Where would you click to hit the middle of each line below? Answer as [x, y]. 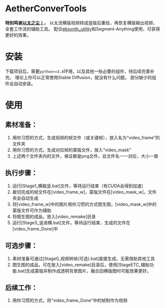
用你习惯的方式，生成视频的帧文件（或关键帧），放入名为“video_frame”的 [86, 138]
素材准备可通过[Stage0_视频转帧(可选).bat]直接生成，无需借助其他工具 [83, 258]
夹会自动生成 [25, 198]
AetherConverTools [46, 9]
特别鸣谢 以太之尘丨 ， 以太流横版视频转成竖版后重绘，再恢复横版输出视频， [81, 23]
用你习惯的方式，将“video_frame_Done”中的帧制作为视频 [70, 301]
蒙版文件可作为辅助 [32, 210]
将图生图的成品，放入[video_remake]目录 [54, 216]
